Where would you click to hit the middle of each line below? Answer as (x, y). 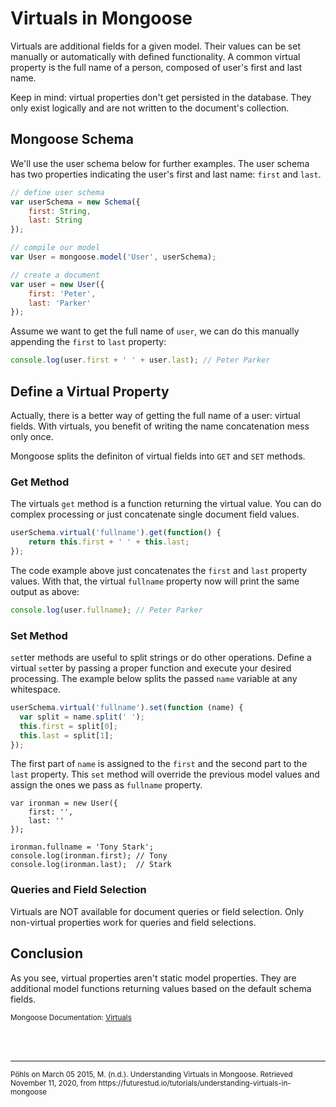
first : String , (60, 211)
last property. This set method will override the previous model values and (165, 774)
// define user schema (57, 192)
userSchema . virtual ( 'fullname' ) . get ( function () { (116, 533)
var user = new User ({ (57, 284)
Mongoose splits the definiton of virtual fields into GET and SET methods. (158, 456)
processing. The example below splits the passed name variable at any (154, 679)
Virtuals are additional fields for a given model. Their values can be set (155, 46)
